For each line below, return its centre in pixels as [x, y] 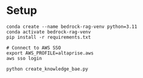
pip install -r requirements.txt [49, 37]
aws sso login [24, 58]
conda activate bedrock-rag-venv [49, 32]
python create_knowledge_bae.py [47, 69]
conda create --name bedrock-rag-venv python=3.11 [72, 27]
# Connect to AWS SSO [34, 48]
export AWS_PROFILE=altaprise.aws [50, 53]
